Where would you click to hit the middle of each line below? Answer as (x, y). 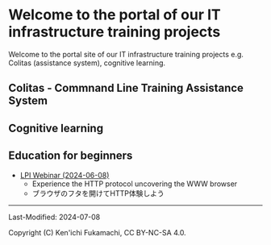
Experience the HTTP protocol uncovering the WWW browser (135, 184)
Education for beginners (71, 156)
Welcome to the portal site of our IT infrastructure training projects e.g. (126, 54)
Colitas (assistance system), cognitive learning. (87, 63)
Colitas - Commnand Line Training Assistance (126, 88)
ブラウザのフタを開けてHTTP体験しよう (98, 193)
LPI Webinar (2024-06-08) (65, 175)
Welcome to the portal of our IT (115, 15)
